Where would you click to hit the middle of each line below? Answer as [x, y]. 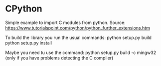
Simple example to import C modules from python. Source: [65, 22]
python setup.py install [29, 42]
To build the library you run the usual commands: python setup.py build [79, 37]
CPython [24, 9]
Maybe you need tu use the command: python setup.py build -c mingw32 [80, 52]
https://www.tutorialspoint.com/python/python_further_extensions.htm [78, 27]
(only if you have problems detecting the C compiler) [59, 57]
